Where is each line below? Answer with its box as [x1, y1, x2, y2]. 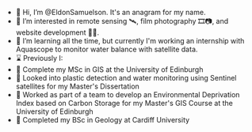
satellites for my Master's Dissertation [15, 81, 140, 91]
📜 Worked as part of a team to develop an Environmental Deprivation [15, 90, 240, 99]
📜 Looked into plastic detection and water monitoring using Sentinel [15, 74, 237, 82]
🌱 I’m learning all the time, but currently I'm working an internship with [15, 36, 245, 45]
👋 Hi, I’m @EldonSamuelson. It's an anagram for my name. [15, 8, 206, 17]
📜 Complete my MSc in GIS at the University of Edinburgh [15, 65, 204, 74]
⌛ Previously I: [15, 54, 63, 62]
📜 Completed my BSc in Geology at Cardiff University [15, 115, 190, 124]
